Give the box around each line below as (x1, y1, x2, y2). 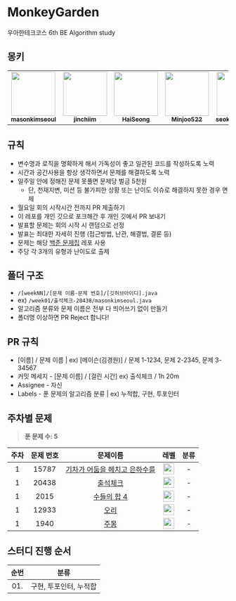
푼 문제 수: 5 (24, 432, 58, 440)
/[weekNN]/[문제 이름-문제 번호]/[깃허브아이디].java (17, 290, 158, 297)
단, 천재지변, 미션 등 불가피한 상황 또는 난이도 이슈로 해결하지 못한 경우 (27, 186, 221, 194)
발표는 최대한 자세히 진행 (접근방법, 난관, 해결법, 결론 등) (17, 229, 172, 238)
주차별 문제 (7, 412, 53, 424)
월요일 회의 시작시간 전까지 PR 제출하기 (17, 203, 125, 212)
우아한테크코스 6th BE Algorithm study (7, 28, 116, 37)
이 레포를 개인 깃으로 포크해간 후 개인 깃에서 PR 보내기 (17, 212, 166, 220)
